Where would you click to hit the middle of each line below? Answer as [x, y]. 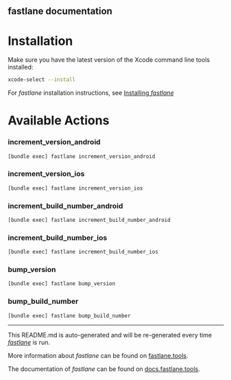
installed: [21, 67]
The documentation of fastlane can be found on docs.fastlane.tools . [104, 369]
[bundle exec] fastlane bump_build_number [69, 315]
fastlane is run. [29, 342]
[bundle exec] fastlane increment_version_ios [75, 188]
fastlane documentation [60, 11]
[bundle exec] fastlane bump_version [62, 284]
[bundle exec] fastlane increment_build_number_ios [83, 252]
